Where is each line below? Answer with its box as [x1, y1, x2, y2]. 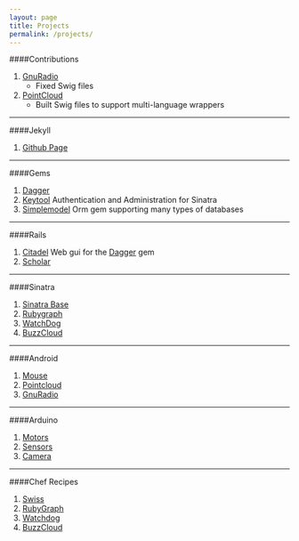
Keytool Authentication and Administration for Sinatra [21, 195, 218, 206]
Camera [21, 451, 52, 462]
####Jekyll [9, 125, 52, 136]
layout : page [9, 12, 58, 22]
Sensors [21, 441, 53, 452]
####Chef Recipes [9, 477, 78, 488]
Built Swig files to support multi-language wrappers [35, 100, 225, 110]
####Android [9, 353, 59, 364]
